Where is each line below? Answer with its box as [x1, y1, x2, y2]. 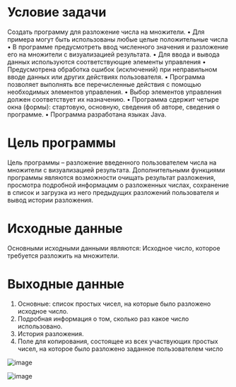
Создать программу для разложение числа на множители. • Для [7, 28, 205, 36]
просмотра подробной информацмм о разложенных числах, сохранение [7, 181, 230, 189]
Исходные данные [7, 220, 123, 237]
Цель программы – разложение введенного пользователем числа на [7, 158, 217, 167]
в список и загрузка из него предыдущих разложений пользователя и [7, 188, 219, 196]
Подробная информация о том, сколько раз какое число [17, 314, 189, 323]
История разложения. [17, 329, 84, 338]
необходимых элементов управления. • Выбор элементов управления [7, 88, 222, 96]
